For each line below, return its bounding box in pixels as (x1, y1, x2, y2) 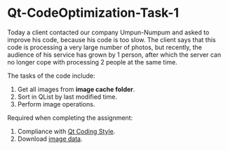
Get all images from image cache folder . (17, 85, 135, 93)
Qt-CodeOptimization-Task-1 (7, 5, 180, 21)
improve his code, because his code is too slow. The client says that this (7, 35, 216, 43)
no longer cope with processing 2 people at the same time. (7, 57, 177, 66)
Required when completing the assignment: (7, 114, 133, 122)
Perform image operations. (17, 100, 95, 108)
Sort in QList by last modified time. (17, 93, 118, 101)
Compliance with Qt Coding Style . (17, 127, 116, 135)
